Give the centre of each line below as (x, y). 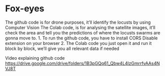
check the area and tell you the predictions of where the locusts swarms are (83, 33)
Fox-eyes (25, 9)
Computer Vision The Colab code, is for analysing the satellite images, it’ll (80, 27)
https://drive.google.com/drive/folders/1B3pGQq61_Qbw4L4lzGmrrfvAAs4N (82, 63)
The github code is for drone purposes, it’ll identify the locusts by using (78, 22)
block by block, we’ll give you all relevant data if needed (62, 48)
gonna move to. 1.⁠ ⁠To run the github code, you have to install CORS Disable (82, 38)
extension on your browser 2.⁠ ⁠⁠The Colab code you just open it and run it (79, 43)
